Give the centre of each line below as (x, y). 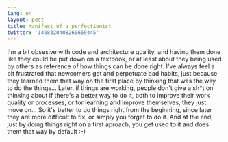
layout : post (26, 20)
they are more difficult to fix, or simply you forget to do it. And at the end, (110, 117)
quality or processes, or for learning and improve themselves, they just (107, 102)
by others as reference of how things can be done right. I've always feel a (111, 66)
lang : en (20, 13)
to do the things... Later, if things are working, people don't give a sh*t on (110, 88)
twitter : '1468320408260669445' (53, 32)
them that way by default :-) (47, 132)
